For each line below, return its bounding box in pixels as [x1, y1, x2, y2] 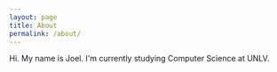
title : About [9, 21, 58, 30]
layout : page [9, 12, 58, 22]
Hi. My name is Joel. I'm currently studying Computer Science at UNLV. [9, 54, 270, 64]
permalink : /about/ [9, 29, 82, 38]
